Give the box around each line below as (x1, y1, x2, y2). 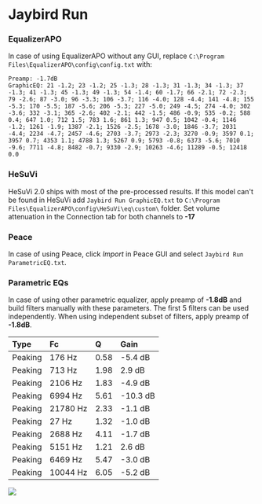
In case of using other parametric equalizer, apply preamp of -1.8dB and (8, 295, 242, 304)
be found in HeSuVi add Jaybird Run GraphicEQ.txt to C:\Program (8, 195, 220, 204)
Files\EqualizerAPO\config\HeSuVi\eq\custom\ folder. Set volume (8, 203, 220, 213)
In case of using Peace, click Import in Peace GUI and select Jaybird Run (8, 249, 244, 259)
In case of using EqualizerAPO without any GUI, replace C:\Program (8, 51, 225, 61)
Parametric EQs (8, 278, 69, 288)
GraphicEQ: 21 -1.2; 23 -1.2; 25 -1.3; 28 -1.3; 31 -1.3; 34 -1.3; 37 (8, 82, 244, 90)
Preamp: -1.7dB (8, 75, 58, 83)
